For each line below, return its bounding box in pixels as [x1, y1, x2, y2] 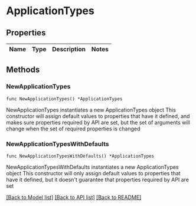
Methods [6, 65, 40, 75]
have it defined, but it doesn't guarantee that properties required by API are [6, 176, 189, 183]
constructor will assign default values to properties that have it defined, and [6, 112, 190, 119]
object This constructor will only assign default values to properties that [6, 169, 181, 176]
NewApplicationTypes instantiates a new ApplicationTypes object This [6, 106, 176, 113]
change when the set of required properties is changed [6, 125, 141, 132]
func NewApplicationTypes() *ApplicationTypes [6, 96, 123, 102]
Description [52, 45, 86, 53]
